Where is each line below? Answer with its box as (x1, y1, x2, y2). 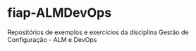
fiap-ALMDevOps (7, 5, 111, 21)
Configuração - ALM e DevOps (7, 35, 97, 43)
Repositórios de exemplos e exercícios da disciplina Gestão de (7, 28, 189, 36)
